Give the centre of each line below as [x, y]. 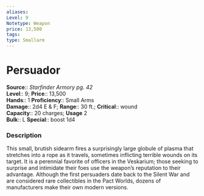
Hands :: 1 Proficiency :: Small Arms [50, 100]
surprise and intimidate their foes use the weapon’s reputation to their [93, 168]
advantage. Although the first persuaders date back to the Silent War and [98, 175]
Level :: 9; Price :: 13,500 [36, 93]
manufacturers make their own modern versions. [68, 187]
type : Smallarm [26, 40]
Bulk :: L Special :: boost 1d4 [41, 119]
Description [24, 135]
